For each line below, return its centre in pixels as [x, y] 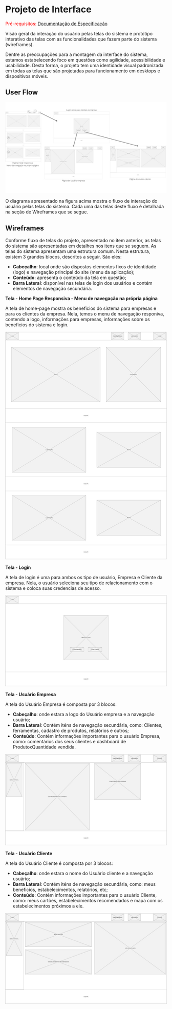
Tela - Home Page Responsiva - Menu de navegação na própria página [81, 299]
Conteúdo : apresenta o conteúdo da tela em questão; [69, 278]
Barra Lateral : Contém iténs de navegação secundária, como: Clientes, [88, 725]
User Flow [22, 93]
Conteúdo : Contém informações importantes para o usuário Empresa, [87, 736]
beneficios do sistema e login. [37, 325]
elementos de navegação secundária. [52, 289]
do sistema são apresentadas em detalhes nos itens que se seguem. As [81, 246]
